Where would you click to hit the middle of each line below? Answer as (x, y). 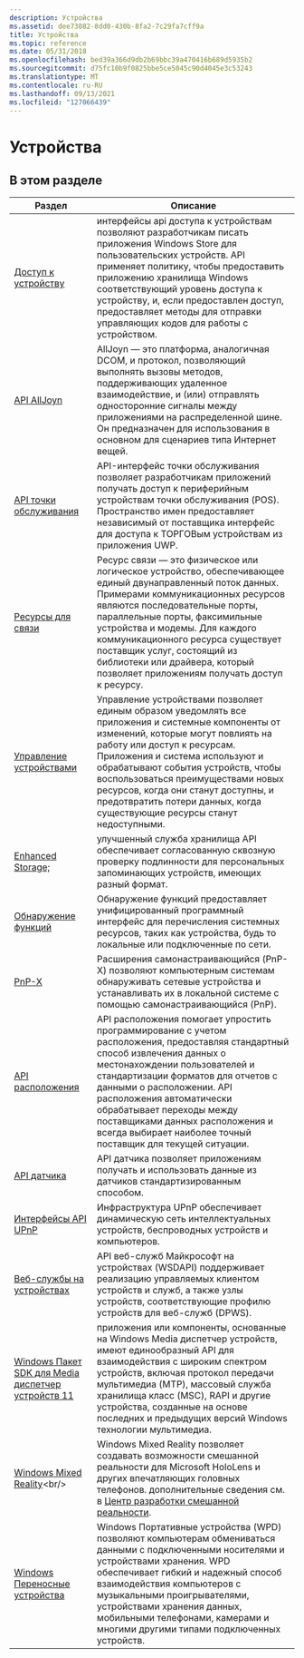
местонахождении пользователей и (176, 1065)
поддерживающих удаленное (162, 384)
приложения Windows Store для (166, 244)
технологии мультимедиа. (154, 1429)
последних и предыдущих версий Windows (192, 1419)
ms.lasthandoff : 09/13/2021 (62, 93)
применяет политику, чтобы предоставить (190, 267)
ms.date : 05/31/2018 (48, 52)
